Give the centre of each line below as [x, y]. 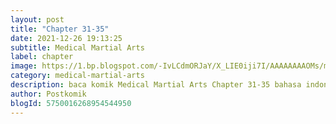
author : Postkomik [48, 94]
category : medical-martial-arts [77, 76]
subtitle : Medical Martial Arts [77, 47]
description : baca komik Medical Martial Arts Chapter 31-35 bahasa [156, 85]
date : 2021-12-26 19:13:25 [66, 38]
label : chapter [42, 57]
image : [24, 66]
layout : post [37, 19]
